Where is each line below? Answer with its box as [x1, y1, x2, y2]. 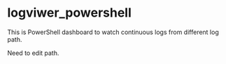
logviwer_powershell [7, 5, 132, 21]
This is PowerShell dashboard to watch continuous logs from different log [7, 28, 219, 36]
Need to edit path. [7, 49, 59, 57]
